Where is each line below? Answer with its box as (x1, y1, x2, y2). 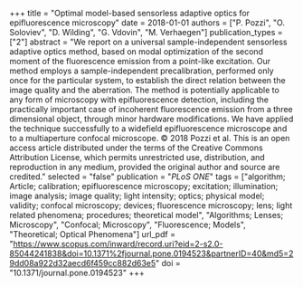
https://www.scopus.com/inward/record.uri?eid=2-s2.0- (13, 239, 223, 249)
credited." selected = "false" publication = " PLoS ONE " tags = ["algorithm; (9, 171, 287, 182)
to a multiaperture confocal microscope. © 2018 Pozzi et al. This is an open (9, 133, 290, 143)
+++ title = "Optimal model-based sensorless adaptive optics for (9, 8, 251, 18)
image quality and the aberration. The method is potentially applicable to (9, 85, 280, 95)
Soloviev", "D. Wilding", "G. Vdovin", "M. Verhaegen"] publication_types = (9, 27, 283, 37)
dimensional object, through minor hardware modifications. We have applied (9, 113, 294, 124)
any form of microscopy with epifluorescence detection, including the (9, 94, 270, 105)
